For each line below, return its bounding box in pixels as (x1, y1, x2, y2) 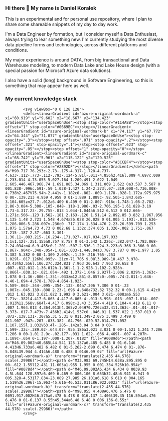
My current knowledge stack (5, 95, 77, 102)
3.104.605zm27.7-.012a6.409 (5, 199, 64, 204)
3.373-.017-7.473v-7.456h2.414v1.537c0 (5, 309, 89, 314)
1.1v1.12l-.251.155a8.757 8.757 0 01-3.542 (5, 239, 98, 244)
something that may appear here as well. (5, 83, 89, 89)
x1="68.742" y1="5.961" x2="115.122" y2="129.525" (5, 155, 113, 160)
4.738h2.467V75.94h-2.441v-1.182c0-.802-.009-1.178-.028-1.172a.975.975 (5, 190, 160, 195)
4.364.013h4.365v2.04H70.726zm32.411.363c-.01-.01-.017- (39, 305, 160, 310)
